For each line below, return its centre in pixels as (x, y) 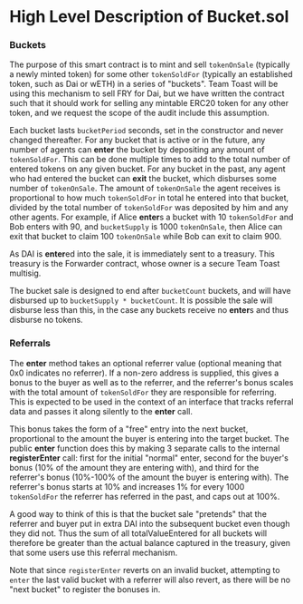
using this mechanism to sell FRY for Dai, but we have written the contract (147, 93)
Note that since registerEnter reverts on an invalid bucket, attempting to (145, 570)
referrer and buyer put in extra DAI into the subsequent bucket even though (150, 523)
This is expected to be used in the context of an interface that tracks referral (151, 402)
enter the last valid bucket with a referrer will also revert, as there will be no (150, 580)
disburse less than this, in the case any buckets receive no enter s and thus (149, 310)
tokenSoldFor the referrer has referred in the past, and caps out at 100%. (145, 496)
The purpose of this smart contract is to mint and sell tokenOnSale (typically (150, 64)
